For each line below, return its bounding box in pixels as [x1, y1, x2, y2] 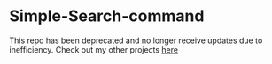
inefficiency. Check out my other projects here [9, 44, 179, 54]
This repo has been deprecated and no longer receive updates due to [9, 35, 263, 46]
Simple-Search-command [9, 6, 205, 26]
